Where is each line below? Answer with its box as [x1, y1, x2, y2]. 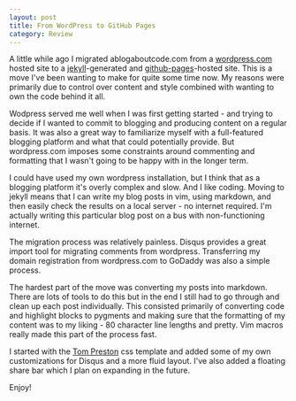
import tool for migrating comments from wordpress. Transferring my [9, 246, 261, 257]
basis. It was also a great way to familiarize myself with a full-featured [9, 127, 263, 138]
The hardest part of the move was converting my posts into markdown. [9, 282, 268, 293]
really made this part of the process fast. [9, 329, 157, 340]
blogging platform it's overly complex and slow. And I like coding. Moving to [9, 182, 285, 193]
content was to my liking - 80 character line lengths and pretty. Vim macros [9, 320, 284, 330]
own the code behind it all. [9, 91, 106, 102]
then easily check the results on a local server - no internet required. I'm [9, 201, 272, 212]
